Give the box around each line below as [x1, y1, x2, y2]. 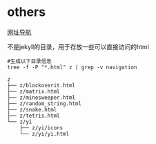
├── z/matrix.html [7, 88, 60, 95]
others [7, 4, 46, 20]
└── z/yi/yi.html [19, 130, 70, 137]
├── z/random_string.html [7, 100, 81, 107]
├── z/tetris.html [7, 112, 60, 119]
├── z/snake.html [7, 106, 57, 113]
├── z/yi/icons [19, 124, 64, 132]
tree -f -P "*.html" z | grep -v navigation [7, 64, 137, 71]
